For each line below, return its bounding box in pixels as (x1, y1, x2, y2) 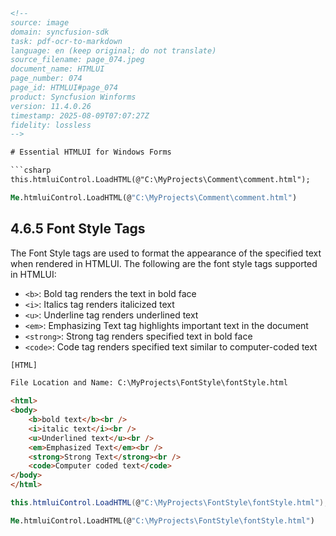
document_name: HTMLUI (10, 64, 105, 74)
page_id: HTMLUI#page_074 (10, 83, 118, 93)
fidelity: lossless (10, 120, 92, 130)
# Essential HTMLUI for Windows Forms (10, 147, 172, 158)
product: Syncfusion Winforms (10, 92, 137, 102)
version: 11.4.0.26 (10, 101, 92, 111)
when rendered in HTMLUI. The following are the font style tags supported (10, 257, 318, 269)
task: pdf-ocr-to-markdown (10, 36, 123, 46)
